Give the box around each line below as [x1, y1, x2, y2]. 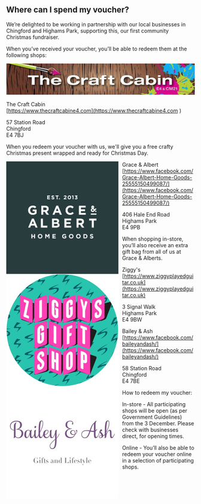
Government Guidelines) [122, 413, 182, 421]
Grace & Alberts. [122, 254, 163, 262]
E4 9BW [122, 316, 142, 323]
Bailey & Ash [122, 328, 153, 335]
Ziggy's [122, 266, 141, 274]
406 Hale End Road [122, 211, 170, 218]
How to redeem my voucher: [122, 389, 193, 397]
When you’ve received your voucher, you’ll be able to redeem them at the [6, 45, 187, 52]
